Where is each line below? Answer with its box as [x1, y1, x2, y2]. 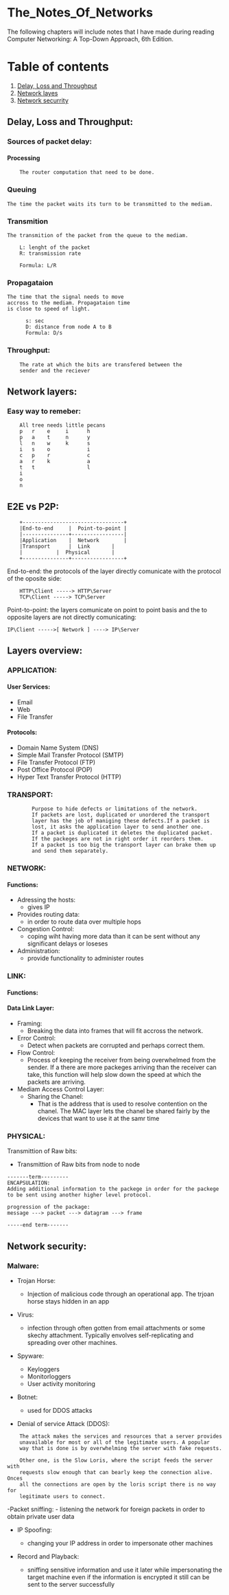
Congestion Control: [16, 925, 74, 933]
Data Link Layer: [7, 1004, 55, 1012]
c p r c [19, 452, 91, 459]
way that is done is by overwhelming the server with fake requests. [19, 1445, 223, 1451]
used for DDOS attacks [27, 1406, 93, 1414]
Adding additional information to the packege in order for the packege [7, 1185, 219, 1193]
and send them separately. [32, 847, 109, 855]
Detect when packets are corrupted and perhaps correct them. [27, 1041, 205, 1049]
